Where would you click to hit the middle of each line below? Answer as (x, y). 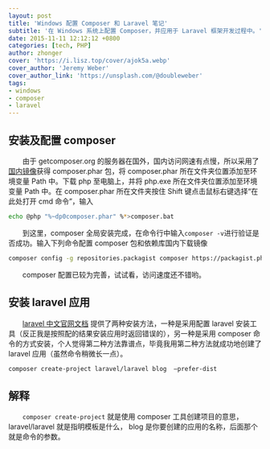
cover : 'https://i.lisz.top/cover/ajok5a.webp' (90, 61)
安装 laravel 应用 (49, 303)
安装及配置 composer (62, 140)
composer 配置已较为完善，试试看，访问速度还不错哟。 (115, 274)
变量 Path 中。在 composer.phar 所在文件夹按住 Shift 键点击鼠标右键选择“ (130, 191)
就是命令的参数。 (37, 437)
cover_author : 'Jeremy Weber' (59, 68)
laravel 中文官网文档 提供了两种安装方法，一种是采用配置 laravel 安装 (137, 323)
